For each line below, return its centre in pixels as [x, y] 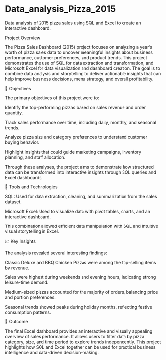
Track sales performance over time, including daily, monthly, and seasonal [81, 122]
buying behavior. [22, 142]
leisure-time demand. [27, 282]
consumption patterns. [28, 312]
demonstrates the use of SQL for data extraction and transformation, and [79, 63]
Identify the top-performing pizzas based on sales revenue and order [76, 107]
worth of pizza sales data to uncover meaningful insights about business [79, 52]
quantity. [14, 113]
